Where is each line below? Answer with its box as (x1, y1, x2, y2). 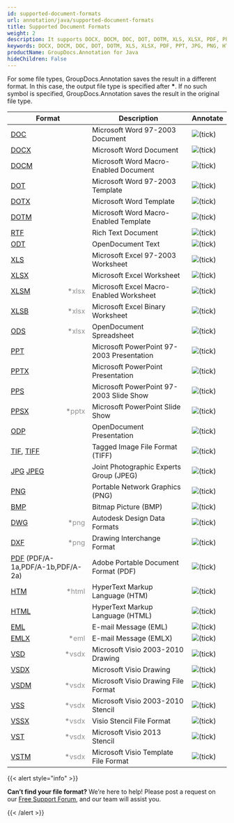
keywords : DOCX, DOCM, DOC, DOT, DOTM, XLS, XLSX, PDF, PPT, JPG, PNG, (7, 42, 219, 49)
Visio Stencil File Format (91, 716, 171, 726)
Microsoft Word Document (91, 145, 179, 155)
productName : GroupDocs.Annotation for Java (7, 49, 139, 56)
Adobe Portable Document (91, 558, 179, 567)
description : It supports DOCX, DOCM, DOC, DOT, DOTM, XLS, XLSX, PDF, (7, 36, 219, 43)
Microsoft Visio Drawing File (91, 676, 185, 686)
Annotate (191, 113, 224, 123)
